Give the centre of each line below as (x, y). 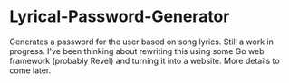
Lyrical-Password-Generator (120, 17)
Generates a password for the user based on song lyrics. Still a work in (141, 41)
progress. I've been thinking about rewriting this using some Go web (137, 51)
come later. (30, 70)
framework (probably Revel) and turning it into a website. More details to (144, 60)
